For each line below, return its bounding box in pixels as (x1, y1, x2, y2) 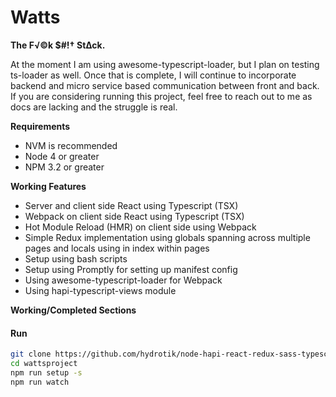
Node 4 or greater (24, 150, 100, 162)
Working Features (10, 180, 87, 192)
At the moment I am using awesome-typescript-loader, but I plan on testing (10, 58, 320, 70)
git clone (10, 349, 52, 360)
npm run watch (10, 377, 70, 387)
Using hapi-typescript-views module (24, 284, 177, 296)
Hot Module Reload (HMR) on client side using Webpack (24, 221, 257, 233)
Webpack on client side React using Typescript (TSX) (24, 210, 245, 222)
